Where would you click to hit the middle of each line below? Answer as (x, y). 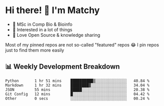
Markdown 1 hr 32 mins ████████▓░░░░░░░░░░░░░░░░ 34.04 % (77, 85)
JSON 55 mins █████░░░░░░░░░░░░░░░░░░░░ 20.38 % (77, 90)
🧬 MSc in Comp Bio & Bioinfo (43, 24)
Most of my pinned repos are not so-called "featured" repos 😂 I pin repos (82, 44)
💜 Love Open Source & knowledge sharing (56, 35)
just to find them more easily (35, 50)
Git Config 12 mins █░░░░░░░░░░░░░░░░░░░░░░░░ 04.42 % (77, 94)
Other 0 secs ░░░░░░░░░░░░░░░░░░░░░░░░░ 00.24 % (77, 98)
